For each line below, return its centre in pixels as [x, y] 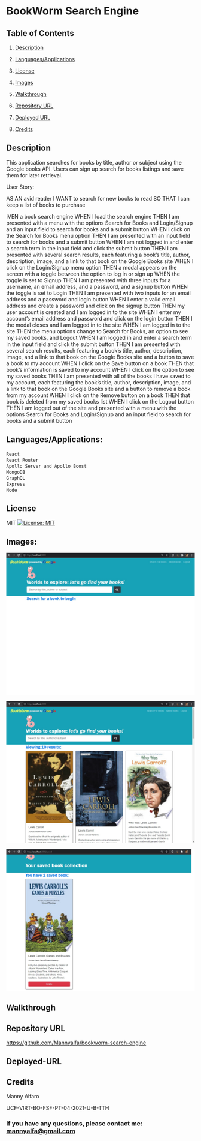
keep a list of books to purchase [46, 205]
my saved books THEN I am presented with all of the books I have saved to [98, 376]
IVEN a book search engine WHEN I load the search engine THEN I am [93, 216]
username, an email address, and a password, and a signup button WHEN [97, 286]
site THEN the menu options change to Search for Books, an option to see [97, 331]
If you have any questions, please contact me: [74, 1124]
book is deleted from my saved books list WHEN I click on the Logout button [100, 401]
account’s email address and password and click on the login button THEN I [99, 318]
